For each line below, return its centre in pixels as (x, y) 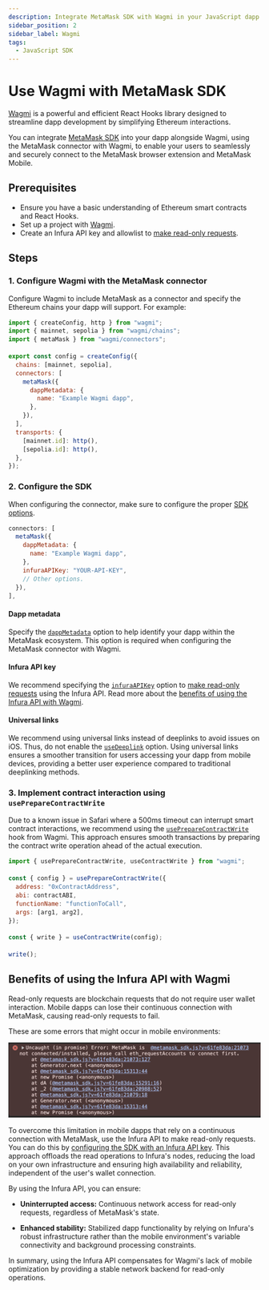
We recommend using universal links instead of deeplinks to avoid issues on (134, 738)
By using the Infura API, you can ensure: (75, 1188)
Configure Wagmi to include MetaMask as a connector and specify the (125, 298)
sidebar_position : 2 (43, 25)
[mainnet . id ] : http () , (60, 440)
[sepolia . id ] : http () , (60, 449)
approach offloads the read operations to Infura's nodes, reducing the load (132, 1156)
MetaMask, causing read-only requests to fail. (84, 1015)
